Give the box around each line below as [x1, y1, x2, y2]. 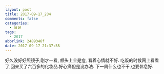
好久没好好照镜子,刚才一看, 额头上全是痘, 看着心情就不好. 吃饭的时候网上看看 [5, 57, 159, 63]
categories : [5, 20, 29, 26]
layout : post [5, 7, 32, 12]
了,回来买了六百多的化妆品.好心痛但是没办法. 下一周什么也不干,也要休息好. [5, 63, 154, 69]
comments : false [5, 16, 38, 21]
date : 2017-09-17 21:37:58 [5, 43, 60, 48]
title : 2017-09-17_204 [5, 12, 51, 17]
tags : [5, 30, 16, 35]
